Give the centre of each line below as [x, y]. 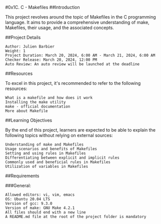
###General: [18, 186]
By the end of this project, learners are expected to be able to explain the [80, 130]
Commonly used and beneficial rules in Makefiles [58, 162]
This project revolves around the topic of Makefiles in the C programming [80, 17]
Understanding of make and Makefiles [44, 145]
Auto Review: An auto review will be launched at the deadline [72, 64]
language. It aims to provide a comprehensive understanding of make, [77, 22]
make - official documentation [38, 106]
